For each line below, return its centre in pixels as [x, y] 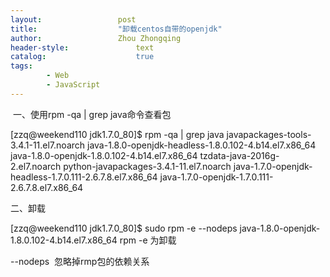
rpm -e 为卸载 [148, 240]
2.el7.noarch [36, 166]
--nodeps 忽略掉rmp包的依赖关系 [80, 261]
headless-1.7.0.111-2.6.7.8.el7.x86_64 [84, 177]
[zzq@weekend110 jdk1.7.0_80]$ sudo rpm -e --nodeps [124, 228]
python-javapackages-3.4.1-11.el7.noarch [147, 166]
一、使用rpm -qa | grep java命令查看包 [92, 114]
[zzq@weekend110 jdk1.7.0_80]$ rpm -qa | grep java [117, 134]
